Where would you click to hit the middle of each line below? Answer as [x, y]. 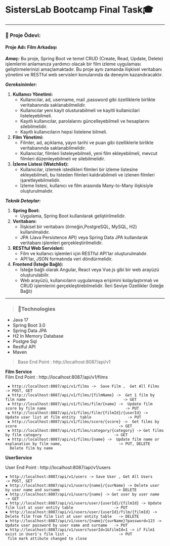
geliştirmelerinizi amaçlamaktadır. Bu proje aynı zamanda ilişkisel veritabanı [83, 69]
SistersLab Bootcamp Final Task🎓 [79, 10]
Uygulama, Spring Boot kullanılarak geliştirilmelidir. [73, 216]
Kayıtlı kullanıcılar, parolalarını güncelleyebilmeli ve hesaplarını [85, 121]
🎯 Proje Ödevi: [23, 35]
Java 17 [20, 320]
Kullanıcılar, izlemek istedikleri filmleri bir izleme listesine [79, 169]
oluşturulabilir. [35, 275]
